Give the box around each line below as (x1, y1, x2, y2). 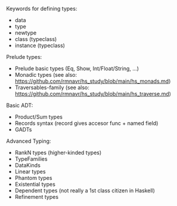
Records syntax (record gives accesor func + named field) (14, 120, 159, 127)
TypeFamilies (14, 155, 48, 163)
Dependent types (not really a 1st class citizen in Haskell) (14, 187, 155, 194)
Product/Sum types (14, 113, 63, 120)
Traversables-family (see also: (14, 84, 89, 91)
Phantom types (14, 174, 52, 181)
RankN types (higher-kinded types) (14, 149, 102, 156)
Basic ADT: (6, 102, 33, 109)
